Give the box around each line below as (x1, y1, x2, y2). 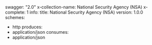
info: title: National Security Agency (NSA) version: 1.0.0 (29, 9, 144, 15)
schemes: (5, 15, 25, 20)
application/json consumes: (12, 29, 69, 35)
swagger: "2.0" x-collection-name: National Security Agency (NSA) (5, 4, 143, 10)
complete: (5, 9, 26, 15)
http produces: (12, 24, 43, 30)
